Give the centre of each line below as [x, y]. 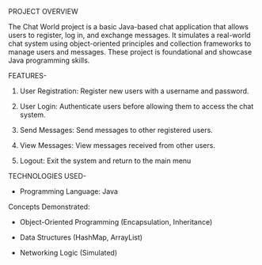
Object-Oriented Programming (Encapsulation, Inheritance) [116, 222]
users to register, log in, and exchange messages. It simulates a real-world [129, 35]
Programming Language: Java [69, 191]
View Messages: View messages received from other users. [118, 145]
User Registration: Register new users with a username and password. [134, 91]
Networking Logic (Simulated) [68, 253]
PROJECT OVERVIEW [43, 11]
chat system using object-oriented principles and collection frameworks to [130, 44]
